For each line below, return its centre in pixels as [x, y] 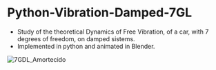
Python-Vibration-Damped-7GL [100, 13]
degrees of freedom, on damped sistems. [76, 38]
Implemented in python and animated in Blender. [86, 46]
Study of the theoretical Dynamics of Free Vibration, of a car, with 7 [113, 32]
